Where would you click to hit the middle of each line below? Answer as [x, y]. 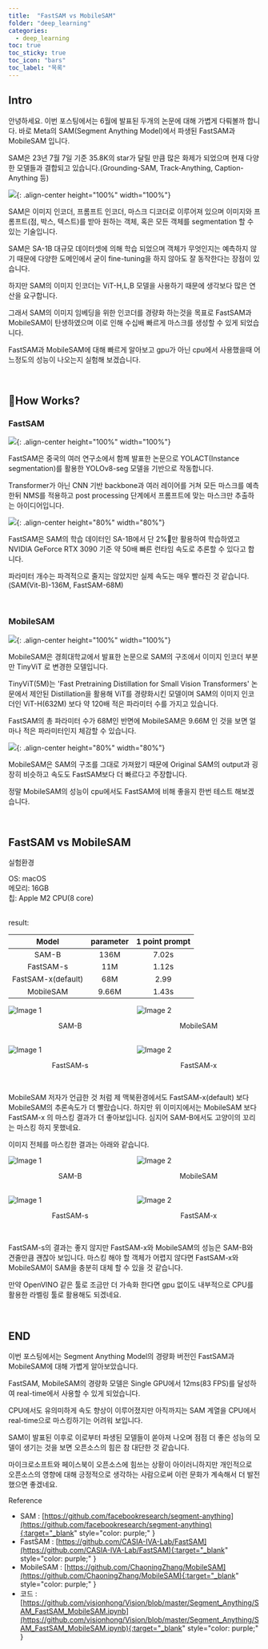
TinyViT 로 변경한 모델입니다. [62, 667]
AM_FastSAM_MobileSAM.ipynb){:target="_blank [101, 1628]
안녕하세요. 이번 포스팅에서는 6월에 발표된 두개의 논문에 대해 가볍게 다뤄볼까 [127, 120]
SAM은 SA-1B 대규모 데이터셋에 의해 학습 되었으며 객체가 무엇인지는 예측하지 [128, 248]
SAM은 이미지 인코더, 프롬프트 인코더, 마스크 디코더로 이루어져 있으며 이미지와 [130, 211]
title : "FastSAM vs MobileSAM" [62, 16]
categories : [28, 30]
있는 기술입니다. [33, 231]
